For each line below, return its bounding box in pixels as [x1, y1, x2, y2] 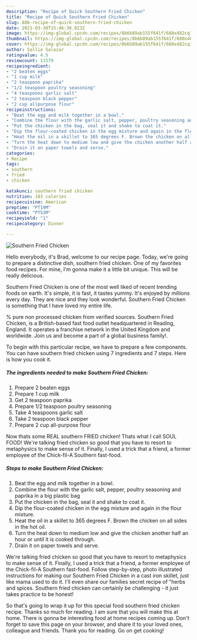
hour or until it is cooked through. [14, 536, 96, 543]
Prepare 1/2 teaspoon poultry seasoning [14, 403, 111, 410]
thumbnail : [6, 36, 33, 42]
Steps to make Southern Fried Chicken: [6, 465, 104, 472]
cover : [6, 42, 22, 47]
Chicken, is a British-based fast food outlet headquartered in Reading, [6, 319, 175, 326]
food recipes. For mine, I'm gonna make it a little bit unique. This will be [6, 265, 178, 273]
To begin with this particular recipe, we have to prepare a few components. [6, 343, 188, 350]
